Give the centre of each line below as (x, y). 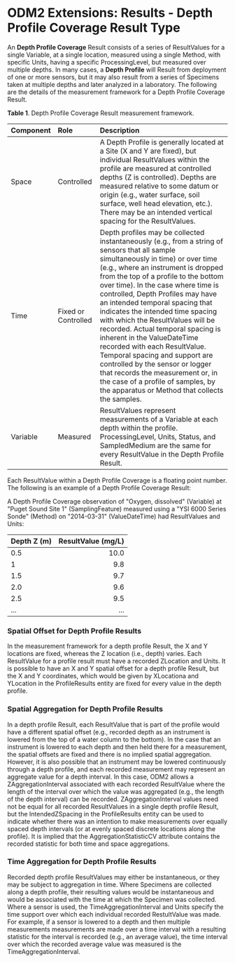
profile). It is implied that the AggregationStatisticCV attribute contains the (114, 836)
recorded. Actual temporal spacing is (161, 329)
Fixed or (71, 311)
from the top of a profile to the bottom (162, 276)
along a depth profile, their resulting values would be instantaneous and (111, 891)
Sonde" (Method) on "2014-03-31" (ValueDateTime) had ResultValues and (114, 516)
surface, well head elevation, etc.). (156, 203)
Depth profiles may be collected (152, 232)
